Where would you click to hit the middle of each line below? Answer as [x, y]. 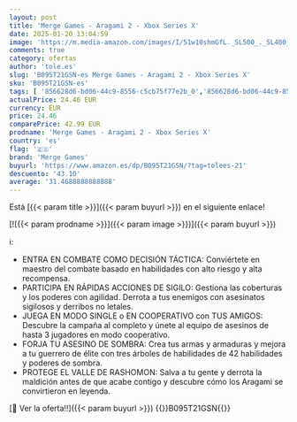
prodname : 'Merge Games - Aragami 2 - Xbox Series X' [110, 133]
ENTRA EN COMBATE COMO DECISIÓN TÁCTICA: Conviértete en [141, 260]
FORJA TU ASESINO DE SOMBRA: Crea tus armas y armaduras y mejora [154, 344]
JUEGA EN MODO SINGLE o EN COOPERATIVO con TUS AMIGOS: [142, 316]
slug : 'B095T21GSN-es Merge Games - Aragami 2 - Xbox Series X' [130, 75]
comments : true [37, 50]
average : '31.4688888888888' [63, 182]
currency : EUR [35, 108]
